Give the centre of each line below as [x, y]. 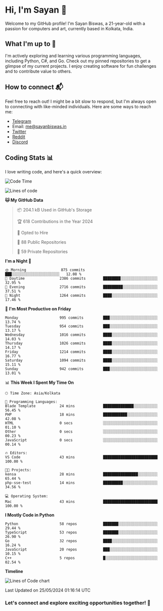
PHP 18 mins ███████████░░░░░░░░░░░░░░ [81, 415]
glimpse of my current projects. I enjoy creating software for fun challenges [81, 66]
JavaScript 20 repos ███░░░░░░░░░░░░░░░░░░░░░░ [81, 550]
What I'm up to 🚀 [31, 44]
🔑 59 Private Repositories [42, 252]
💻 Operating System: [27, 496]
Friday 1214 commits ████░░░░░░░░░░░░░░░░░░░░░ [81, 352]
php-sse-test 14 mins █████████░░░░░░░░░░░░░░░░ [81, 483]
